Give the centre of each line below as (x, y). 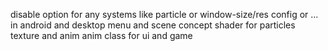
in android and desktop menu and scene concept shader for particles (153, 25)
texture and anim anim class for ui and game (101, 35)
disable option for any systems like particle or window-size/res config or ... (164, 14)
